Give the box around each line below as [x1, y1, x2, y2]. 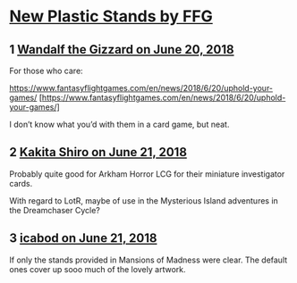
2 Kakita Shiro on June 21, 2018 [9, 145, 188, 160]
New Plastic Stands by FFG [9, 6, 213, 27]
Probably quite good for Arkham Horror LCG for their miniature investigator [9, 168, 285, 179]
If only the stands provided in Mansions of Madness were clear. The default [9, 254, 288, 265]
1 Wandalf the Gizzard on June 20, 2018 [9, 42, 234, 57]
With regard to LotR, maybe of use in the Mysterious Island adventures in [9, 195, 279, 206]
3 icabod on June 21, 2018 [9, 230, 157, 246]
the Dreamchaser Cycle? [9, 204, 100, 215]
